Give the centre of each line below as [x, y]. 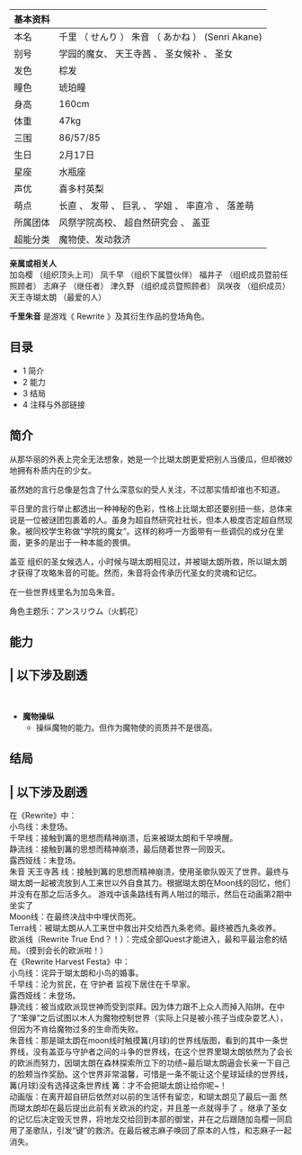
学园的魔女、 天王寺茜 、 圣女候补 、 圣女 [146, 54]
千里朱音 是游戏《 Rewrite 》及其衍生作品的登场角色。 [109, 316]
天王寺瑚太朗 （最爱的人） [58, 297]
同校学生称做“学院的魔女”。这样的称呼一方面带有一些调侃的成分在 [155, 531]
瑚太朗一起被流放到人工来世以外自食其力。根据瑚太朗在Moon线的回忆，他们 [150, 883]
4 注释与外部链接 [53, 404]
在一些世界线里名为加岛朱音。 [64, 591]
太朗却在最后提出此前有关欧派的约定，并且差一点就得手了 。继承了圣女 [156, 1108]
